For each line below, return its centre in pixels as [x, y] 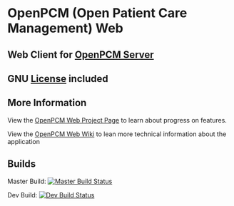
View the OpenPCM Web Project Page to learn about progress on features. [117, 120]
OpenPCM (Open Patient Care [97, 13]
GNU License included [58, 79]
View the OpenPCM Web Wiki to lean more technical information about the [117, 134]
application [24, 141]
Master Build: [27, 181]
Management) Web [65, 28]
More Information [47, 103]
